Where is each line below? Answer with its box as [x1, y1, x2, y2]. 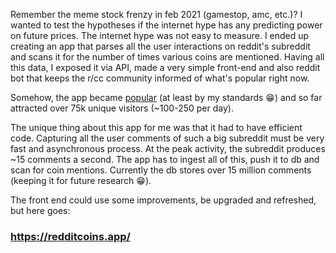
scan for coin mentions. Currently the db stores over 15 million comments [10, 164, 312, 176]
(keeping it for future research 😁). [10, 175, 152, 186]
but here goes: [10, 205, 71, 216]
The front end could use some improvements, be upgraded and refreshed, [10, 194, 317, 206]
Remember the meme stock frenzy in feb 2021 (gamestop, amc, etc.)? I [10, 9, 303, 20]
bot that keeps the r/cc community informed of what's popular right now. [10, 72, 310, 84]
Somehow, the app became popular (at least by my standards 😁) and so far [10, 92, 323, 103]
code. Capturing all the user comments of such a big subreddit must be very [10, 132, 325, 144]
